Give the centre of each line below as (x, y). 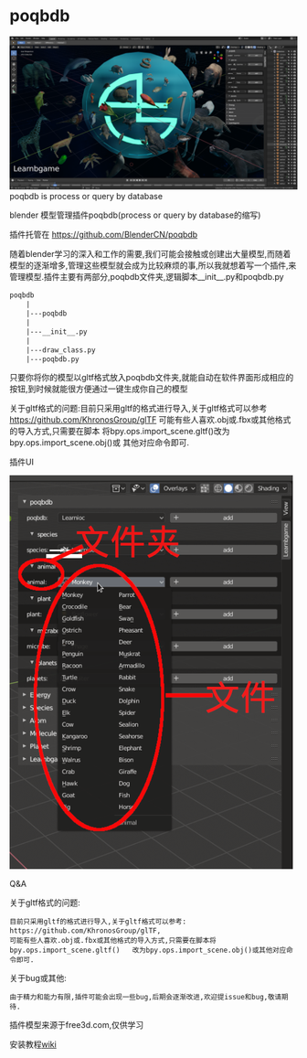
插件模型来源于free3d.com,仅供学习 (77, 1024)
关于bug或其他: (38, 978)
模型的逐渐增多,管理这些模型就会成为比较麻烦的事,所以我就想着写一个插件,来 (153, 265)
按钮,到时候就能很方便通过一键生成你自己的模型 (99, 389)
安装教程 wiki (33, 1044)
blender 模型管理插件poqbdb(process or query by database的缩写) (135, 215)
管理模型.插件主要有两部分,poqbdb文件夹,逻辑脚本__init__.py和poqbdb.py (147, 276)
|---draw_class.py (61, 350)
